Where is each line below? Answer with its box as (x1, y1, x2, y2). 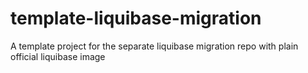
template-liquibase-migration (10, 7, 262, 30)
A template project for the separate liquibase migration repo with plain (10, 40, 299, 52)
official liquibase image (10, 50, 106, 62)
